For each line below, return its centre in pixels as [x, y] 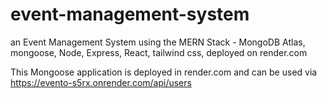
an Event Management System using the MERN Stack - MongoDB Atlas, [158, 42]
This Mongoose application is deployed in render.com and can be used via [164, 72]
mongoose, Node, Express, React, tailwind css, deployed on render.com [159, 52]
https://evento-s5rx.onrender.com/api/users [101, 82]
